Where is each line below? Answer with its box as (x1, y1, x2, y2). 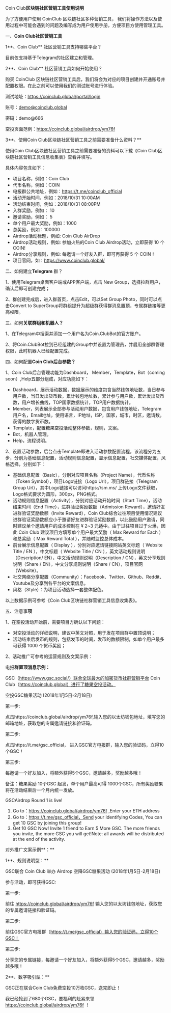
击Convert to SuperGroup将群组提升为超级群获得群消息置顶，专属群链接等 (5, 303, 161, 309)
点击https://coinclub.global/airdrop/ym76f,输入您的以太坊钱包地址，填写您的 (5, 714, 165, 720)
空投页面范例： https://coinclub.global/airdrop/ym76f (5, 126, 116, 132)
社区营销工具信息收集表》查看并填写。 (14, 154, 95, 160)
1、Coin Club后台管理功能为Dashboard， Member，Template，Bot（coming (5, 369, 165, 375)
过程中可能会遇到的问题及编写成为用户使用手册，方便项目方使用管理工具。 (9, 22, 166, 28)
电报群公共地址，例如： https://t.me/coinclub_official (12, 188, 122, 194)
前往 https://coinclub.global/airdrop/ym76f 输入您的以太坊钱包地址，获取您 (5, 901, 162, 907)
